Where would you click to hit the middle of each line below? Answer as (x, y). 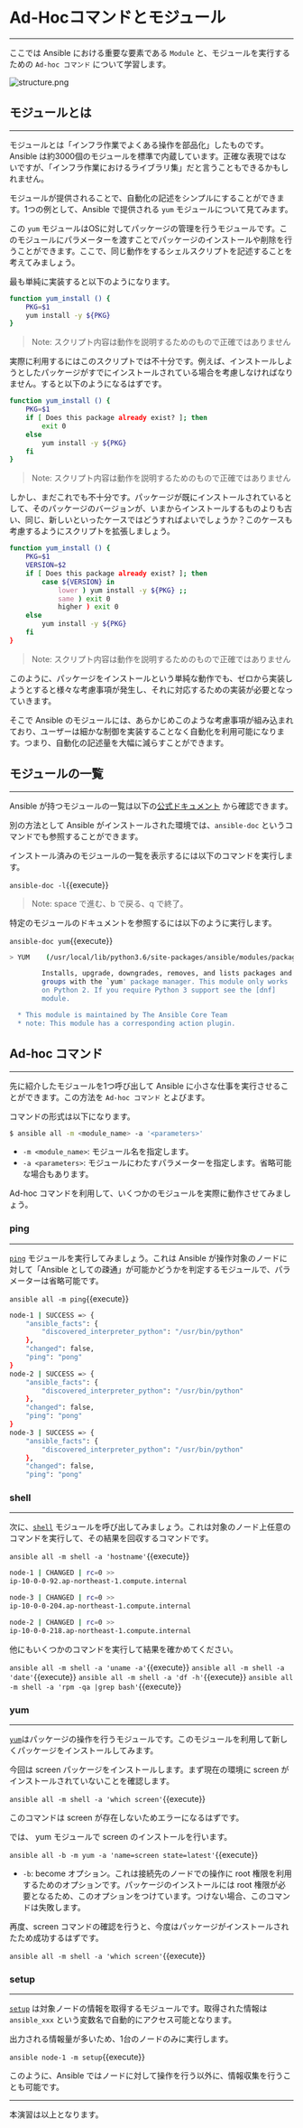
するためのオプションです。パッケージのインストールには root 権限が (150, 1885)
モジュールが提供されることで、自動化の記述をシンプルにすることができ (143, 198)
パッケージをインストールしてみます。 (87, 1750)
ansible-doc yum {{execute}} (61, 940)
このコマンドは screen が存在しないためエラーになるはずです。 (127, 1818)
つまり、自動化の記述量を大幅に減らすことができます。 (126, 742)
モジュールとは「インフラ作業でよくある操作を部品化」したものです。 (139, 145)
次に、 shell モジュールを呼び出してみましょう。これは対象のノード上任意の (150, 1527)
